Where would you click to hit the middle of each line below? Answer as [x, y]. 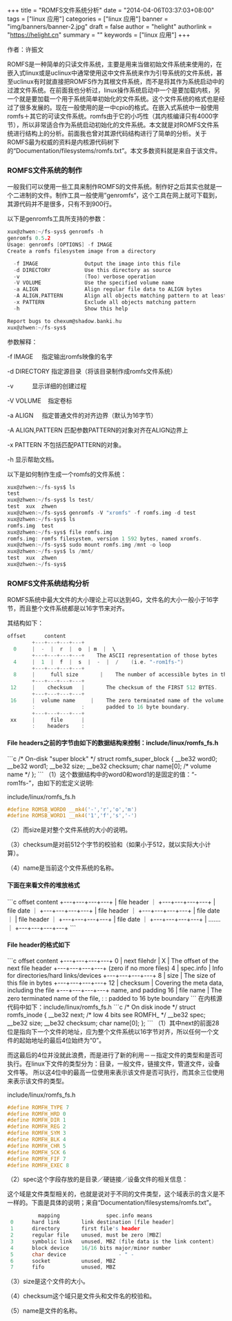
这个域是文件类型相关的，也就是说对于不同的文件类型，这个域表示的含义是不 [116, 1194]
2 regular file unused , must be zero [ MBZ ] [86, 1235]
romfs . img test [30, 526]
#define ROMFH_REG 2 [37, 1127]
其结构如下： [25, 623]
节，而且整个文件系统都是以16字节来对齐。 [68, 608]
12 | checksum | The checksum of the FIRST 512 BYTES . [114, 688]
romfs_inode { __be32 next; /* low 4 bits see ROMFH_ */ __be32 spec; [106, 1014]
